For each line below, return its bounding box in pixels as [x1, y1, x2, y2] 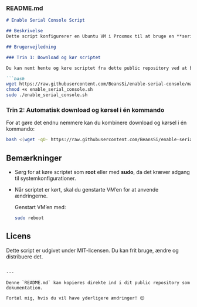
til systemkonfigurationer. [14, 175, 76, 182]
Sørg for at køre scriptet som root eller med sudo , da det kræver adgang [14, 169, 191, 176]
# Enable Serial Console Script [6, 18, 85, 23]
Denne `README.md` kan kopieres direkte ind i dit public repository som [6, 279, 191, 285]
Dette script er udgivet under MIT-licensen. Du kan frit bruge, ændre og [6, 247, 179, 254]
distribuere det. [6, 253, 43, 260]
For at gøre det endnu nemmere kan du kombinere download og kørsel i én [6, 119, 187, 127]
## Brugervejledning [6, 44, 57, 50]
